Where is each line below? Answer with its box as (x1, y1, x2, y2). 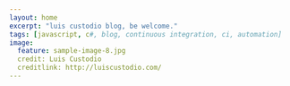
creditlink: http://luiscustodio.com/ (17, 64, 163, 73)
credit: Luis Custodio (17, 55, 102, 64)
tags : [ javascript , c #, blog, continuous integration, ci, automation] (9, 30, 282, 39)
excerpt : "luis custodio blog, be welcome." (9, 21, 178, 30)
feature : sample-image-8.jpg (17, 47, 126, 56)
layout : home (9, 13, 58, 22)
